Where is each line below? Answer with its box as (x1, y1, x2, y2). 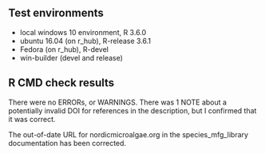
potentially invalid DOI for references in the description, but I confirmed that (8, 105, 257, 115)
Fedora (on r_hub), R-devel (19, 44, 109, 54)
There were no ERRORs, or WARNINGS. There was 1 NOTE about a (8, 97, 227, 107)
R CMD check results (8, 76, 115, 90)
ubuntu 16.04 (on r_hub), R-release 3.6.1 (19, 36, 152, 45)
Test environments (8, 6, 104, 20)
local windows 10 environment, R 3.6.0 (19, 27, 147, 37)
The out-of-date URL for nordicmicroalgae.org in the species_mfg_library (8, 129, 249, 139)
